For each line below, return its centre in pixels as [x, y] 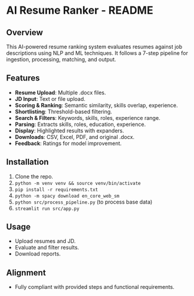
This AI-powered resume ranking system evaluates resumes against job [94, 47]
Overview [25, 33]
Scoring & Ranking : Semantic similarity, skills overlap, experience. [96, 105]
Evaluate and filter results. [47, 248]
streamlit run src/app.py [47, 209]
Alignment [26, 272]
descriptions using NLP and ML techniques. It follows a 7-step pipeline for [97, 53]
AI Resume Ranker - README [80, 10]
